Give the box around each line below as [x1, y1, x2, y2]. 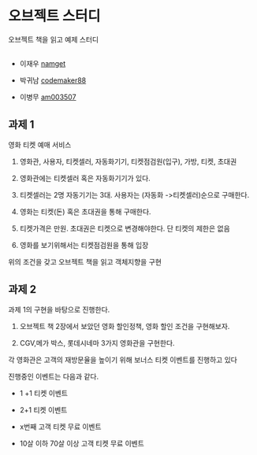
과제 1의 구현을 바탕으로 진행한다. [8, 305, 110, 314]
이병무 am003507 [19, 92, 76, 102]
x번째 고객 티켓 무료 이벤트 [19, 422, 102, 431]
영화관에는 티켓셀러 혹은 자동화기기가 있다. [19, 174, 151, 183]
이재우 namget [19, 59, 66, 68]
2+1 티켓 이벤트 [19, 405, 68, 414]
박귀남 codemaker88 [19, 76, 87, 85]
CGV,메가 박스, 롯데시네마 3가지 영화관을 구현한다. [19, 338, 175, 347]
